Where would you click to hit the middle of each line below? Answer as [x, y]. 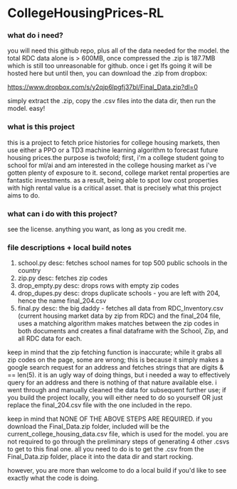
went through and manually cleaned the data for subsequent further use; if [117, 390]
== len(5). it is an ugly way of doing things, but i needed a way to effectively [119, 375]
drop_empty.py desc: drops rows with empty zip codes [98, 286]
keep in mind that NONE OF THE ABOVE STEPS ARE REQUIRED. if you [110, 419]
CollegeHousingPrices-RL [86, 13]
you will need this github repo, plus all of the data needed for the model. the [118, 50]
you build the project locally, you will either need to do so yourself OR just [115, 398]
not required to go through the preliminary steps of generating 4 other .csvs [118, 441]
